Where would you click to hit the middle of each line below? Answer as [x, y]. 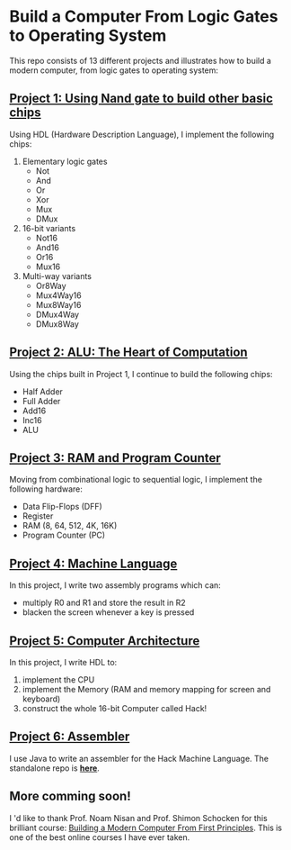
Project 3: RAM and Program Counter [115, 458]
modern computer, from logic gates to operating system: [114, 70]
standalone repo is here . [55, 768]
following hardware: [46, 489]
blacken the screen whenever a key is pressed [108, 612]
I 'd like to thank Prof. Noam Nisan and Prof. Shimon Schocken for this [138, 818]
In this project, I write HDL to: [63, 662]
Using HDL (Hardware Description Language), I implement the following [142, 134]
